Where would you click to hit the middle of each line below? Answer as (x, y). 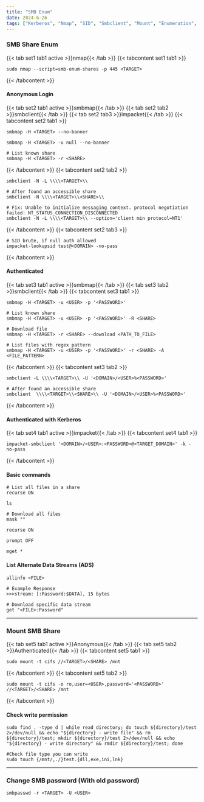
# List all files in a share (43, 488)
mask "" (16, 519)
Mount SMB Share (33, 631)
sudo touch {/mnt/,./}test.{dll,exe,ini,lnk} (65, 760)
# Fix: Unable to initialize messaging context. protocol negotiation (97, 208)
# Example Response (31, 588)
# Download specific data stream (49, 604)
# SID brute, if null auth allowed (51, 241)
